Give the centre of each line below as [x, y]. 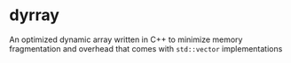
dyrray [35, 15]
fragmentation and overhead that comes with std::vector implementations [146, 48]
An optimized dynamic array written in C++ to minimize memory [126, 39]
